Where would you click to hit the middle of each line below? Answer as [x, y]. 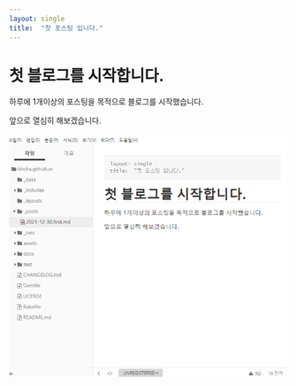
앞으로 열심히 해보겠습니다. [55, 120]
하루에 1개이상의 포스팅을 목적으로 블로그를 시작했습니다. [106, 102]
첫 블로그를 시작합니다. [87, 76]
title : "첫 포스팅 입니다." [56, 28]
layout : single [37, 19]
